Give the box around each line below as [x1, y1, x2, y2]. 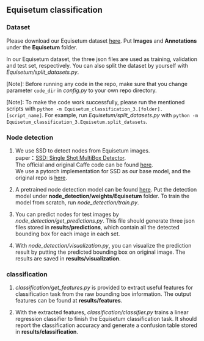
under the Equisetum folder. [6, 43, 78, 51]
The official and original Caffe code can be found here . [15, 161, 154, 168]
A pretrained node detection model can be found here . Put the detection [15, 185, 197, 193]
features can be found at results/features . [15, 297, 123, 304]
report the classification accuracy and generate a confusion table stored [15, 321, 197, 329]
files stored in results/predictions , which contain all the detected [15, 223, 180, 231]
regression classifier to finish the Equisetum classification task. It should [15, 315, 197, 323]
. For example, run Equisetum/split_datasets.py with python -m [42, 111, 199, 118]
